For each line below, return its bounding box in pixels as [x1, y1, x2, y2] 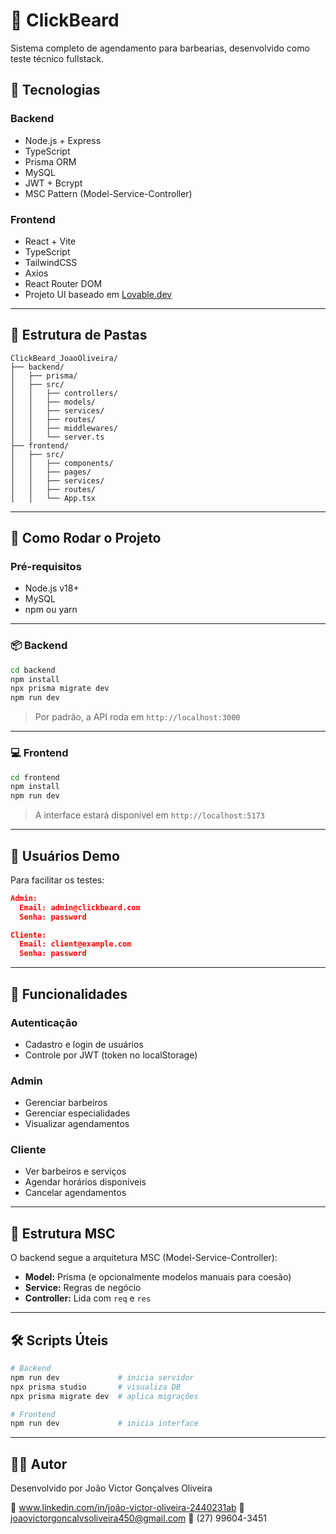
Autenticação [10, 1015, 78, 1029]
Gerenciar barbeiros [24, 1097, 108, 1109]
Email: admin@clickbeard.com [19, 902, 141, 913]
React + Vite [24, 235, 77, 247]
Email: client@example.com [19, 939, 132, 949]
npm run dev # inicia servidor [10, 1372, 195, 1383]
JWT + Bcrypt [24, 177, 83, 189]
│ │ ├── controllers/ [10, 388, 118, 398]
